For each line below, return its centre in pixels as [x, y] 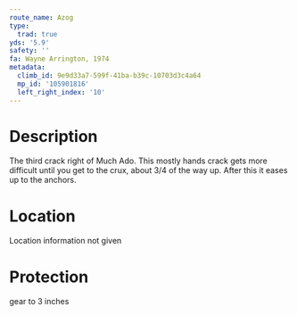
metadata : [28, 68]
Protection [49, 277]
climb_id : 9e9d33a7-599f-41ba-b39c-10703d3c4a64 [109, 76]
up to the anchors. [43, 180]
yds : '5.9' [29, 42]
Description [54, 136]
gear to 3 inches [39, 302]
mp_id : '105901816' [54, 84]
